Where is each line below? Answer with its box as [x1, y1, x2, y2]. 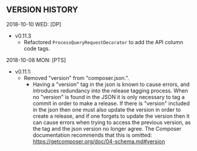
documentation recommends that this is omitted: [32, 131, 152, 138]
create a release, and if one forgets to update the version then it [32, 112, 190, 119]
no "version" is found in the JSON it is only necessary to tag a [32, 93, 185, 100]
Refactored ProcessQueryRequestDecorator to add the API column [23, 38, 183, 45]
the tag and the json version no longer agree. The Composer [32, 125, 182, 132]
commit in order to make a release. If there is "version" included [32, 100, 190, 107]
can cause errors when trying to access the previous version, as [32, 119, 191, 126]
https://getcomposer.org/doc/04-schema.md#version [32, 137, 165, 145]
